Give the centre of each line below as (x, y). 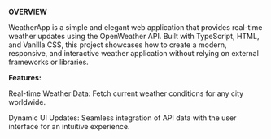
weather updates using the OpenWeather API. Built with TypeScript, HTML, (134, 36)
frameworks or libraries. (49, 62)
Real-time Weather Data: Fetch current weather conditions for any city (126, 93)
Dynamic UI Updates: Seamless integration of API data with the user (122, 118)
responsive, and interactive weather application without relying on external (133, 53)
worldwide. (27, 102)
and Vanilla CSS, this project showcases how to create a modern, (118, 45)
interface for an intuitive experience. (69, 126)
